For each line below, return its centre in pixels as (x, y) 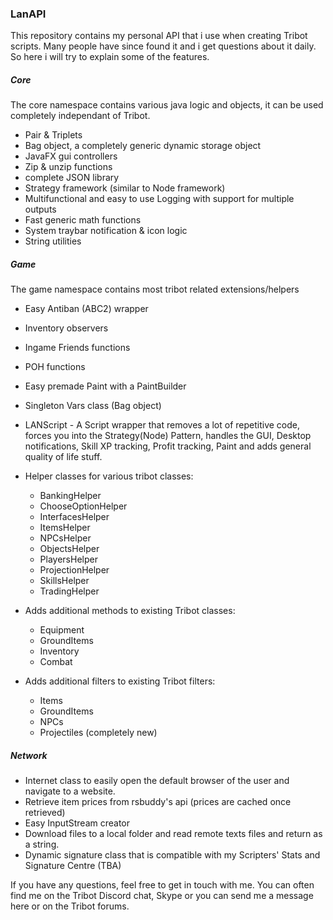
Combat (56, 662)
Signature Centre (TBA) (73, 866)
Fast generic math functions (83, 220)
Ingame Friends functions (77, 348)
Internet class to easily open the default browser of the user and (157, 781)
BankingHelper (70, 496)
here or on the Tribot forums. (70, 906)
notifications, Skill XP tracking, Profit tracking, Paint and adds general (168, 446)
